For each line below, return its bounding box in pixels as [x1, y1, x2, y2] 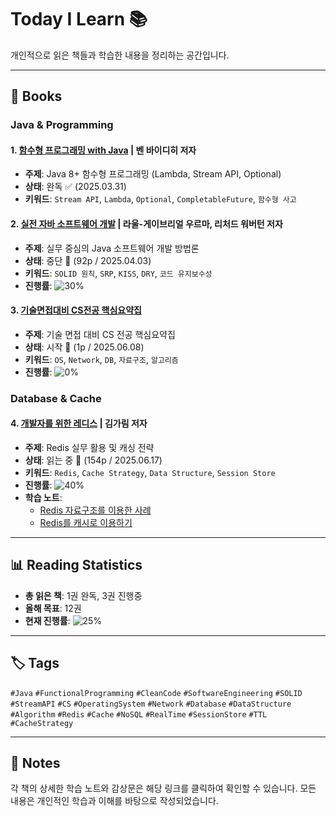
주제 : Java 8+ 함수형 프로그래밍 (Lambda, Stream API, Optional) [24, 168, 282, 180]
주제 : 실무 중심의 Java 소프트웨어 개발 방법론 [24, 242, 200, 254]
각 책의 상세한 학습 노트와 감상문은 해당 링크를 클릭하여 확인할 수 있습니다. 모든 [10, 782, 317, 795]
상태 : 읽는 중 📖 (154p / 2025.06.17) [24, 454, 163, 466]
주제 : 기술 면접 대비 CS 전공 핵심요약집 [24, 328, 176, 340]
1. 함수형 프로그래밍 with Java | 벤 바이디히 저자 [10, 144, 197, 156]
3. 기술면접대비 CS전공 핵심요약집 [10, 304, 142, 316]
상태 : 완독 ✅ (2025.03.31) [24, 181, 127, 193]
